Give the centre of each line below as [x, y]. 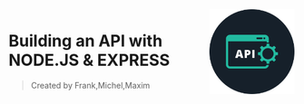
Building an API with [86, 41]
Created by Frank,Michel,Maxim [90, 85]
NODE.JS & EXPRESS [89, 60]
